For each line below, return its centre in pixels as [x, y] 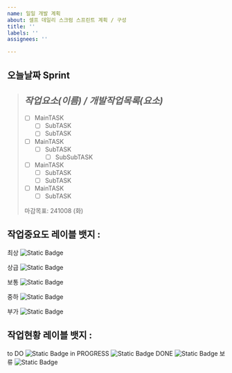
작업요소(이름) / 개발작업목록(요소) [93, 101]
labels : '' [23, 33]
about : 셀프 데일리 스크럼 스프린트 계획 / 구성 [67, 20]
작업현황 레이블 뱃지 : [50, 335]
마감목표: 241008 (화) [54, 211]
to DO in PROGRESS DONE [90, 353]
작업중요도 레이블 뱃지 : [54, 235]
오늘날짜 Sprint [39, 75]
